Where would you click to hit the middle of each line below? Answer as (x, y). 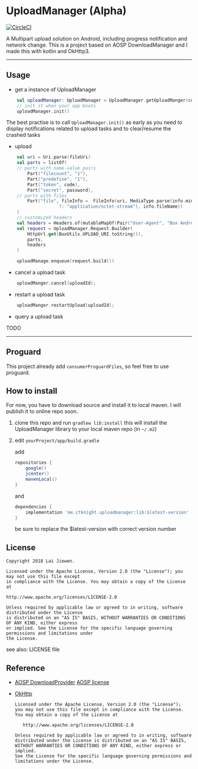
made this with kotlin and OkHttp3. (48, 51)
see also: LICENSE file (33, 649)
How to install (32, 391)
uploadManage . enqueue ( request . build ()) (66, 261)
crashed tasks (23, 135)
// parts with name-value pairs (56, 168)
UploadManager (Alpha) (66, 11)
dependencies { (33, 507)
